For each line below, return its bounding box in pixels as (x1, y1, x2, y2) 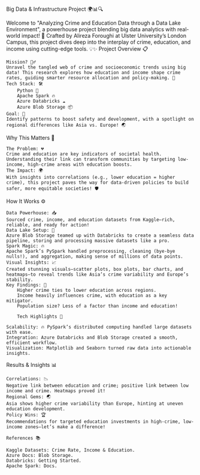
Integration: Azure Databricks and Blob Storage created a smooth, (6, 334, 178, 340)
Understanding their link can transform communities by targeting (6, 156, 175, 162)
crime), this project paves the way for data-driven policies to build (6, 180, 189, 186)
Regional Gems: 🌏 (6, 394, 51, 400)
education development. (6, 406, 66, 412)
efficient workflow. (6, 340, 58, 346)
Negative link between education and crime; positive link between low (6, 383, 189, 389)
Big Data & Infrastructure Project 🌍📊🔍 (6, 5, 104, 13)
